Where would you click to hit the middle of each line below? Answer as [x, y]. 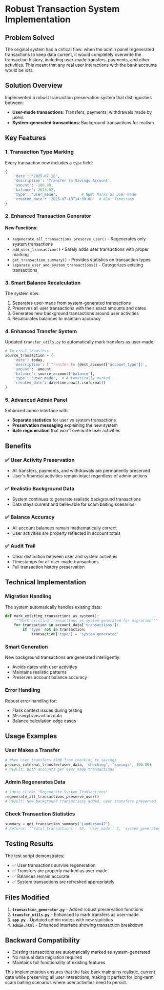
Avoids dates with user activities [44, 667]
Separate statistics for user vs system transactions [64, 420]
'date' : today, [29, 360]
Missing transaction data [37, 715]
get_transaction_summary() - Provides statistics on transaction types [81, 260]
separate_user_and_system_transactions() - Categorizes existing [77, 265]
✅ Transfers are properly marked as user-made [60, 871]
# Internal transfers [27, 351]
